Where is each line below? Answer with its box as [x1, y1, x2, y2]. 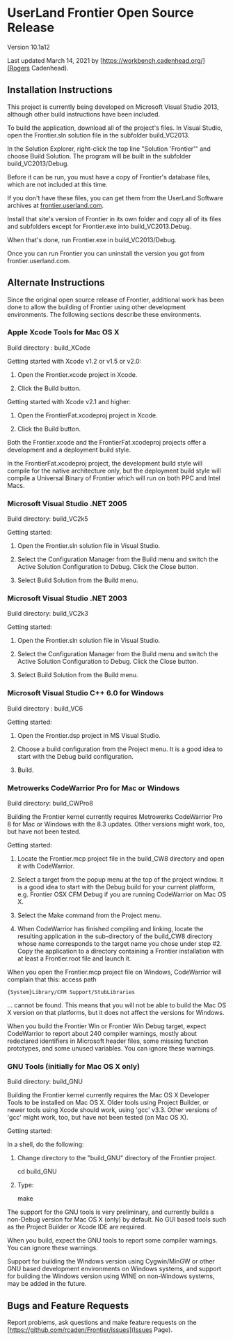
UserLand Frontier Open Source [7, 5, 195, 21]
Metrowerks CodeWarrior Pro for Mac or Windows [7, 783, 180, 793]
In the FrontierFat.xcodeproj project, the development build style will [7, 459, 203, 467]
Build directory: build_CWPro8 [7, 799, 94, 808]
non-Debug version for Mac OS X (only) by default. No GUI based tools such [7, 1215, 227, 1224]
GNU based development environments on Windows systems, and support [7, 1265, 221, 1273]
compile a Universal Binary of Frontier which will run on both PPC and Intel [7, 473, 220, 482]
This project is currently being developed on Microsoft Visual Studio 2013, [7, 103, 219, 111]
